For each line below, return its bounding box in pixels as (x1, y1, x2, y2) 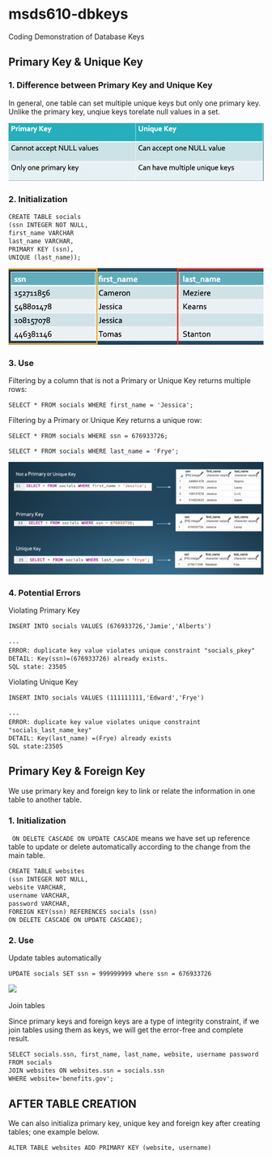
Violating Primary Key (8, 605, 81, 615)
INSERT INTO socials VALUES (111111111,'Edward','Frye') (8, 693, 205, 702)
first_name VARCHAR (8, 229, 74, 237)
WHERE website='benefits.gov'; (8, 1075, 114, 1084)
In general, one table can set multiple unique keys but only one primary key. (8, 98, 261, 108)
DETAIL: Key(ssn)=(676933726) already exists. (8, 654, 168, 662)
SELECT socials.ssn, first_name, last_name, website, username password (8, 1050, 259, 1059)
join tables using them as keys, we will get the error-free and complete (8, 1025, 244, 1035)
